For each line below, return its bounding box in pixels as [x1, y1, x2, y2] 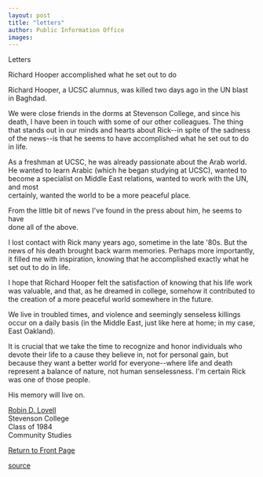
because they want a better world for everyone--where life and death [8, 359, 233, 368]
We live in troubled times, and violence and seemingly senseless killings [8, 310, 241, 319]
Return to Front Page [8, 446, 75, 455]
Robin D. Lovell [8, 406, 57, 415]
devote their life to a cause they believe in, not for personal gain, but [8, 350, 229, 359]
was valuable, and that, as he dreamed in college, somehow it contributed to [8, 286, 255, 296]
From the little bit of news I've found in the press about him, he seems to [8, 206, 242, 216]
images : [8, 33, 34, 42]
